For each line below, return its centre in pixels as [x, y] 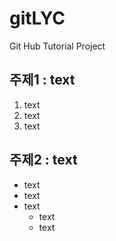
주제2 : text [43, 160]
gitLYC [37, 18]
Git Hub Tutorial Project [57, 46]
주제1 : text [42, 80]
